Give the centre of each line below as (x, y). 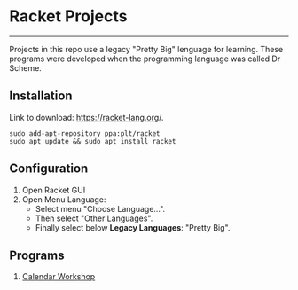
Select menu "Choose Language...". (100, 208)
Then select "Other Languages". (94, 218)
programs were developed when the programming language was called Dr (145, 59)
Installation (41, 96)
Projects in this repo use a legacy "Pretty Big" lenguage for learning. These (146, 49)
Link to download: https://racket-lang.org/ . (86, 117)
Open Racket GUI (54, 190)
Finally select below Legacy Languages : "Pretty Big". (133, 227)
